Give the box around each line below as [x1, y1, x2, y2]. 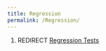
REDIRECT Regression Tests [17, 36, 100, 44]
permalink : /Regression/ [7, 17, 80, 24]
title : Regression [7, 10, 61, 17]
